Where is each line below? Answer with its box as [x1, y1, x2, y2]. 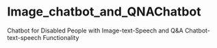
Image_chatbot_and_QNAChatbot [7, 4, 201, 20]
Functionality [42, 33, 79, 41]
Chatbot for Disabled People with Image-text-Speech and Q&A [7, 26, 183, 34]
